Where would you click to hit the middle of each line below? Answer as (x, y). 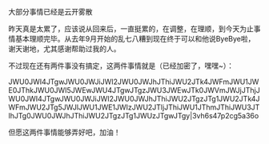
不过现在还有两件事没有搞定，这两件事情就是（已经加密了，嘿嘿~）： (121, 66)
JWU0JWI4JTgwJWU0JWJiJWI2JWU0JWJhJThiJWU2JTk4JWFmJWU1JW (134, 82)
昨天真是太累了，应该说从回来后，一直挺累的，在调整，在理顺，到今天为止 (131, 29)
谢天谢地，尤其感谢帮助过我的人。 (64, 49)
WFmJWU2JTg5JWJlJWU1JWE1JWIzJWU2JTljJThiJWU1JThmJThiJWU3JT (134, 107)
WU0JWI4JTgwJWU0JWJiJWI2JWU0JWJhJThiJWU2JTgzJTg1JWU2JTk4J (134, 99)
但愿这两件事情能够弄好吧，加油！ (64, 132)
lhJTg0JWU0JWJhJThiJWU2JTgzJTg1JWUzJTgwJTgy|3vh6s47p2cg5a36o (134, 116)
